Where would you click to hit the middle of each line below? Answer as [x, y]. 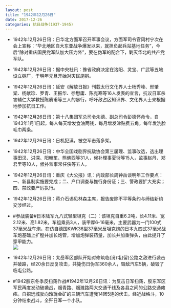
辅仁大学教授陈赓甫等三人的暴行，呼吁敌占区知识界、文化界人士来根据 [91, 100]
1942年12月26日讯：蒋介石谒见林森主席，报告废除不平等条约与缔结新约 [88, 199]
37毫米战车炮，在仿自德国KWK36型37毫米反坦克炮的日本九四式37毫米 [87, 229]
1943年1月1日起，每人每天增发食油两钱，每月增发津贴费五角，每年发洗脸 [89, 123]
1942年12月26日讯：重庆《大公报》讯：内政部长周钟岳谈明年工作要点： [88, 175]
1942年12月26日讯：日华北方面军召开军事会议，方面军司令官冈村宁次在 [88, 39]
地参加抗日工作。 [31, 106]
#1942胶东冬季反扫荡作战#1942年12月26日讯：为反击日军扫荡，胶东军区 [89, 281]
